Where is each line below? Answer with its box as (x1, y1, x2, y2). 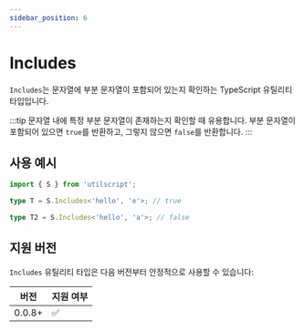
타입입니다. (9, 95, 49, 106)
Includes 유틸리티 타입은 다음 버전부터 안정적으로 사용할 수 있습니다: (9, 266, 254, 277)
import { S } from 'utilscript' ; (9, 180, 137, 190)
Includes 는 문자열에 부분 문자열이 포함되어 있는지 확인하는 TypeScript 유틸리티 (9, 84, 293, 95)
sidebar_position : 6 (9, 13, 89, 23)
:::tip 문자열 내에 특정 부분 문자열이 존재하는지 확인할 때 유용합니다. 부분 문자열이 (9, 115, 297, 126)
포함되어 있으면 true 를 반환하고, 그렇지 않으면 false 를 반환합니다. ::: (9, 126, 253, 137)
